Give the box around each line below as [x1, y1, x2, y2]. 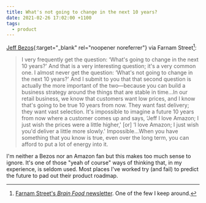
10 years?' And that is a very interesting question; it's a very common [21, 62, 196, 69]
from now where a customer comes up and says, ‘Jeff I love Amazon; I [21, 114, 199, 121]
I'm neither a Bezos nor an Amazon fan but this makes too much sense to [6, 152, 191, 159]
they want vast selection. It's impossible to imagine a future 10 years [21, 108, 194, 115]
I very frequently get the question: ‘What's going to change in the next [21, 56, 199, 63]
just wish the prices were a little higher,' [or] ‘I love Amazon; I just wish [21, 121, 199, 128]
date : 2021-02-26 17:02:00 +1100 [6, 15, 92, 21]
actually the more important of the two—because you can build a [21, 82, 186, 89]
